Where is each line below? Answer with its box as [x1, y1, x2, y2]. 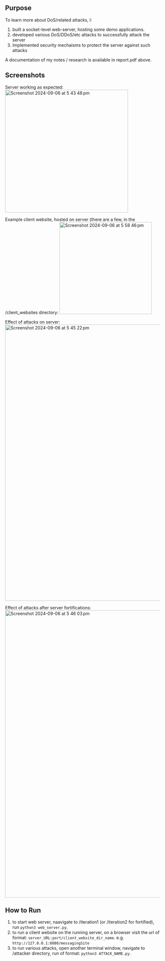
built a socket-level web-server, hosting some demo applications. [12, 27, 145, 32]
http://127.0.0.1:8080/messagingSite [12, 941, 90, 946]
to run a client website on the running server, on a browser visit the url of [12, 930, 160, 935]
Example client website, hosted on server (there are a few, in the [5, 216, 135, 222]
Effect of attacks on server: [5, 319, 60, 325]
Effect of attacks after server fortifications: [5, 604, 91, 610]
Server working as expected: [5, 84, 64, 90]
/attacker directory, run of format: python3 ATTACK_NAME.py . [12, 950, 131, 957]
